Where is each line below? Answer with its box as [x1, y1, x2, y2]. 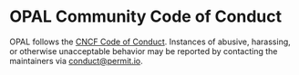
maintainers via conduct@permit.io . [9, 55, 143, 66]
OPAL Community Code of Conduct [9, 6, 283, 27]
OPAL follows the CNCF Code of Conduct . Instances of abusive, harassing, [9, 36, 292, 47]
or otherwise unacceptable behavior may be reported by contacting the [9, 45, 278, 56]
